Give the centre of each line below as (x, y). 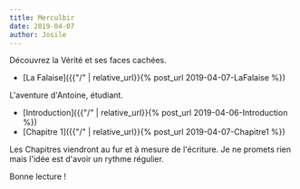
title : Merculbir (42, 18)
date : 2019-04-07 (42, 26)
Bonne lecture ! (38, 176)
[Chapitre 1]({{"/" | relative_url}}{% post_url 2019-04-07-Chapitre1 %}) (154, 132)
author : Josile (38, 34)
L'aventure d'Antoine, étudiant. (67, 95)
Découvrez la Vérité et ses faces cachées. (88, 61)
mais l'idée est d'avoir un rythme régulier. (87, 159)
